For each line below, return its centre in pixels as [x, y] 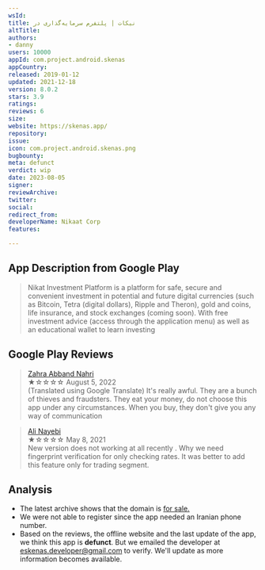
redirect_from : [33, 215]
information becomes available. [71, 559]
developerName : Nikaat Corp [55, 222]
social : [21, 207]
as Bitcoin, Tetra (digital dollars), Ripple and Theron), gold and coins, [139, 304]
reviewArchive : [33, 192]
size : [17, 119]
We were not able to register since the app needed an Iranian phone [131, 517]
